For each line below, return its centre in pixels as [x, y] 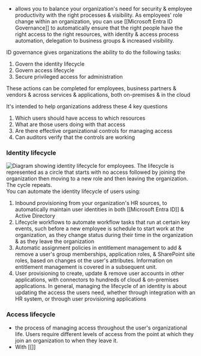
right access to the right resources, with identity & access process [97, 34]
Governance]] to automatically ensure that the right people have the [99, 28]
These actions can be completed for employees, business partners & [91, 88]
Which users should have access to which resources [80, 118]
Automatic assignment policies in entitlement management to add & [98, 248]
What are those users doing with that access [70, 124]
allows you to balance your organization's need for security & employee [103, 9]
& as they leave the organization [55, 241]
